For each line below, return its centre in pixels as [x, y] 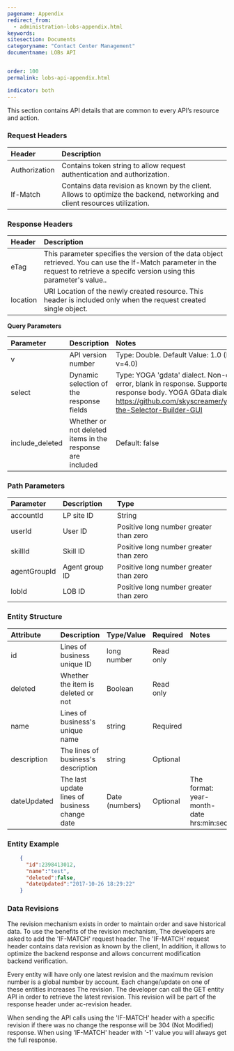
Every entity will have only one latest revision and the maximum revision [110, 974]
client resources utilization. [106, 203]
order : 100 [23, 71]
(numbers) [124, 805]
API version [88, 355]
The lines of [80, 750]
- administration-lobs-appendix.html [68, 27]
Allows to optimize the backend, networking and [140, 194]
